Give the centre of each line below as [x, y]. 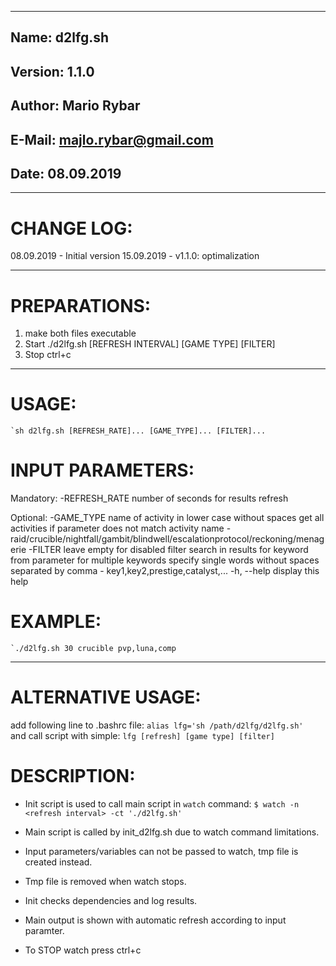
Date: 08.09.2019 [66, 173]
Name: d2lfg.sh [60, 37]
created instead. [58, 862]
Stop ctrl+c [48, 355]
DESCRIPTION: [73, 776]
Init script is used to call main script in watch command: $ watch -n [162, 803]
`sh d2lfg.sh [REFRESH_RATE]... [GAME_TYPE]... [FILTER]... [138, 431]
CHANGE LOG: [71, 228]
